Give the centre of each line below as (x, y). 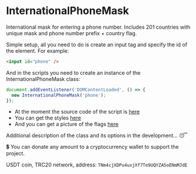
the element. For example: (38, 50)
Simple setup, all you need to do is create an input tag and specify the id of (97, 45)
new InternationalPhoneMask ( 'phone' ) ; (59, 95)
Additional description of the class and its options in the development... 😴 (97, 135)
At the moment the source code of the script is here (77, 112)
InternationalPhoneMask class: (43, 79)
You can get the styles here (48, 118)
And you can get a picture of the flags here (67, 124)
